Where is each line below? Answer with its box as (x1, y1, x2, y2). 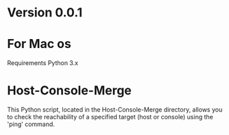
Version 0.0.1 (7, 5, 83, 21)
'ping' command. (7, 120, 55, 128)
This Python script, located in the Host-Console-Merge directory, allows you (7, 106, 223, 114)
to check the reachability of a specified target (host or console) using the (7, 113, 214, 121)
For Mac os (7, 36, 72, 52)
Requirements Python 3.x (7, 59, 79, 67)
